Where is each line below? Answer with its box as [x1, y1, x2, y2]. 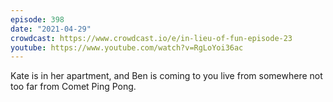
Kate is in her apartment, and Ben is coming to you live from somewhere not [10, 70, 323, 82]
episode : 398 [10, 14, 65, 25]
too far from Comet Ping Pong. [10, 81, 137, 93]
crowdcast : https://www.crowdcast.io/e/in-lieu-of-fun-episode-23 [10, 33, 293, 43]
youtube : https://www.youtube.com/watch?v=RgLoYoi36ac [10, 42, 244, 53]
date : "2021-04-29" [10, 24, 92, 34]
